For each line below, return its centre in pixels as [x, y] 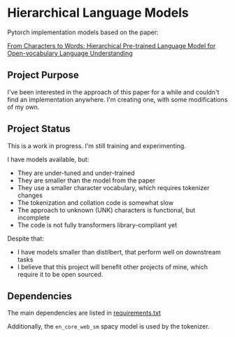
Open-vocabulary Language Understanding [70, 53]
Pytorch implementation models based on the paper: [83, 32]
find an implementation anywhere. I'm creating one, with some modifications [117, 99]
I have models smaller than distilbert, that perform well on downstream [119, 252]
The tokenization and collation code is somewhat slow [95, 202]
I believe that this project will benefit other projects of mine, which [113, 266]
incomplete [34, 217]
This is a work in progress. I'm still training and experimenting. [97, 145]
